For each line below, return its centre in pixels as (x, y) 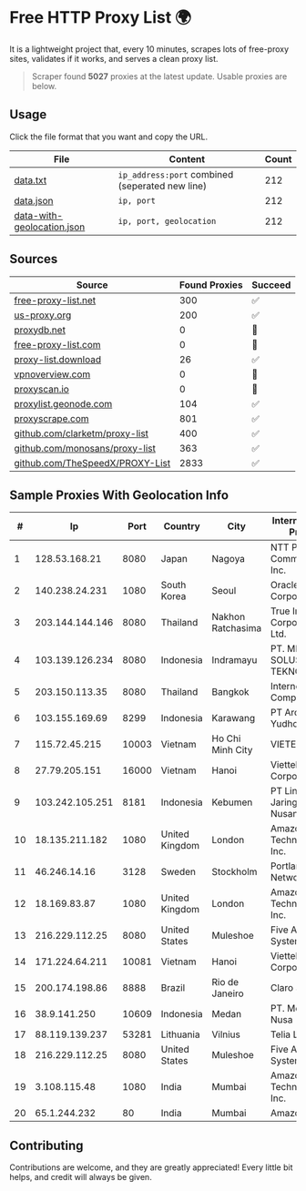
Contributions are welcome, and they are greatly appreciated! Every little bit (151, 1167)
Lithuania (180, 1034)
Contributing (46, 1145)
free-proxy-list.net (55, 300)
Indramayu (235, 660)
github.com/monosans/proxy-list (85, 448)
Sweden (178, 872)
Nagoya (229, 559)
